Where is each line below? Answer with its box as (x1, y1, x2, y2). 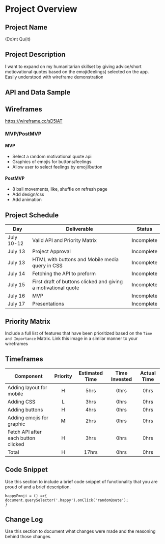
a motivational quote (32, 284, 80, 291)
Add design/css (12, 191, 44, 198)
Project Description (5, 50, 66, 59)
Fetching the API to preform (32, 270, 96, 277)
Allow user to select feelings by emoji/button (12, 164, 103, 170)
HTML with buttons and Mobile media (32, 256, 119, 263)
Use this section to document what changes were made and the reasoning (5, 528, 156, 534)
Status (137, 226, 153, 233)
